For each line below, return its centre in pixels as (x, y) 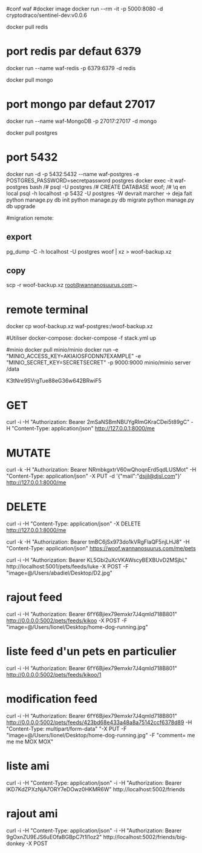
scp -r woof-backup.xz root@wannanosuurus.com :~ (72, 285)
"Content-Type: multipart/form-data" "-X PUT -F (67, 729)
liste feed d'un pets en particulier (91, 652)
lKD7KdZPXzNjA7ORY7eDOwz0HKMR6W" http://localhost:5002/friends (96, 789)
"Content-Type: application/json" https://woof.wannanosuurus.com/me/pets (101, 548)
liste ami (28, 766)
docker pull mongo (30, 80)
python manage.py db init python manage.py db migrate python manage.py (100, 200)
